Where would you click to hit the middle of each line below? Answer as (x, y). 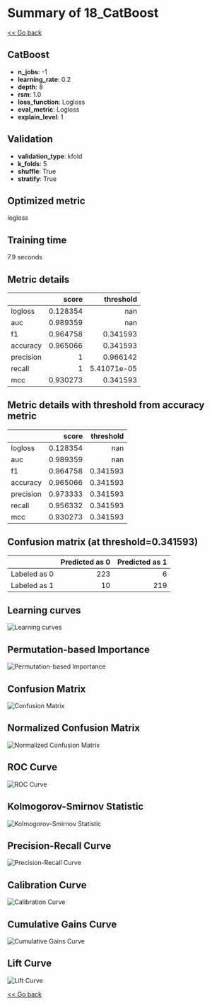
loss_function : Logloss (51, 102)
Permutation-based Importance (79, 649)
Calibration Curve (47, 885)
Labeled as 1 (33, 585)
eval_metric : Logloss (48, 109)
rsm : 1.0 (29, 94)
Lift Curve (29, 964)
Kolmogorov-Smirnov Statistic (76, 807)
